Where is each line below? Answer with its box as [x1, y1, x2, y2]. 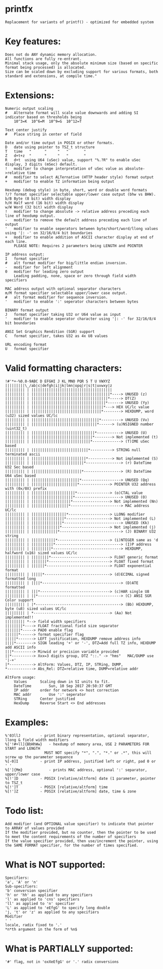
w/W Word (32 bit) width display [5, 204, 73, 209]
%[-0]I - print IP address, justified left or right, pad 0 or [5, 759, 156, 764]
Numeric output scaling [5, 106, 54, 111]
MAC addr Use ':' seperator [14, 692, 86, 697]
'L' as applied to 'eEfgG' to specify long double [5, 905, 110, 910]
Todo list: [5, 805, 44, 816]
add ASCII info [5, 645, 36, 650]
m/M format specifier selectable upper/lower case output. [5, 290, 128, 295]
